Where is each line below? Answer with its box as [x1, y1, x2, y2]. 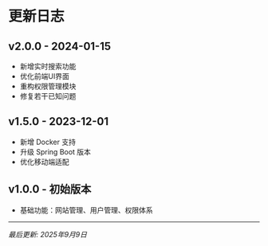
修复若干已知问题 [19, 92, 77, 100]
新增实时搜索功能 [19, 61, 77, 71]
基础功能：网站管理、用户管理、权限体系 [19, 205, 153, 215]
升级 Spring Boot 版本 [19, 146, 92, 156]
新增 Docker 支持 [19, 137, 76, 146]
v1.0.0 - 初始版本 [8, 182, 92, 196]
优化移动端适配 [19, 157, 69, 166]
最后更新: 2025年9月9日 [8, 229, 88, 239]
